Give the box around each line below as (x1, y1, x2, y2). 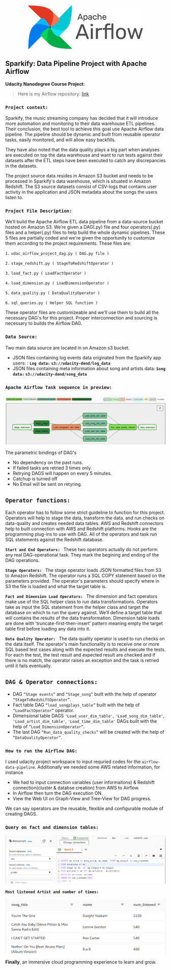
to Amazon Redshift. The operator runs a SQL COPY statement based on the (5, 572, 165, 579)
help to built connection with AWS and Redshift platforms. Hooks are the (5, 526, 157, 532)
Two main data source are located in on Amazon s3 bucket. (5, 345, 130, 351)
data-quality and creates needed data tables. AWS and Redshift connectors (5, 520, 164, 526)
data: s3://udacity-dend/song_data (12, 372, 88, 377)
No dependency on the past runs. (12, 459, 83, 466)
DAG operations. (5, 557, 40, 563)
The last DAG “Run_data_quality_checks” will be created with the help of (12, 729, 164, 735)
